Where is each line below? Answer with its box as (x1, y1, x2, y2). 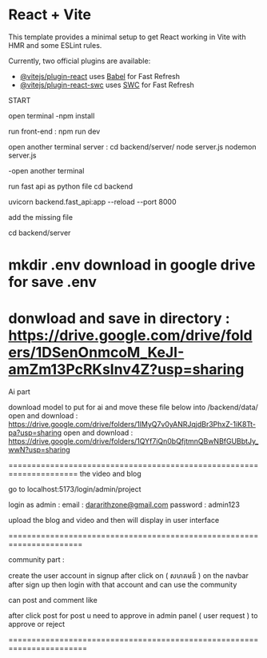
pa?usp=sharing (8, 428, 62, 437)
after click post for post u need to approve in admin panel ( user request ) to (8, 611, 258, 620)
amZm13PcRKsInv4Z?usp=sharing (8, 361, 245, 379)
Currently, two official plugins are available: (8, 56, 151, 66)
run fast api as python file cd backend (8, 181, 133, 191)
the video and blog (79, 469, 141, 479)
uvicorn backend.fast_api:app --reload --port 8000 (8, 197, 177, 206)
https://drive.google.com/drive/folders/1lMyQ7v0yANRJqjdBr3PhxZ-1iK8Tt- (8, 420, 256, 429)
